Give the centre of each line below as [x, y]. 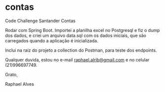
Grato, [12, 74]
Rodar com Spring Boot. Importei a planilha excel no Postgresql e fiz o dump [82, 30]
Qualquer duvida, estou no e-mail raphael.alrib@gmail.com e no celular [77, 60]
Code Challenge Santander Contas [40, 21]
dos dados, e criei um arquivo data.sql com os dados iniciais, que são [76, 35]
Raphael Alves [20, 84]
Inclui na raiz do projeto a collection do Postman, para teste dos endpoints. [81, 50]
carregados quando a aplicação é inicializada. [52, 40]
